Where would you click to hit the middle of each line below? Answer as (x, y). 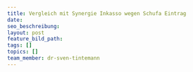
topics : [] (23, 52)
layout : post (26, 33)
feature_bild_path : (35, 39)
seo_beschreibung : (33, 26)
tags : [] (20, 45)
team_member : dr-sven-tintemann (53, 58)
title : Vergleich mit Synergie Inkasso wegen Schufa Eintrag (97, 13)
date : (15, 20)
